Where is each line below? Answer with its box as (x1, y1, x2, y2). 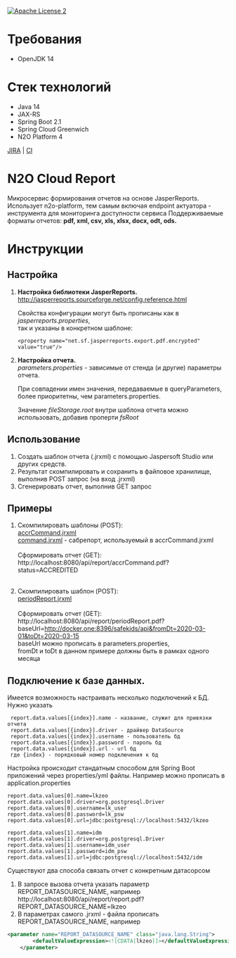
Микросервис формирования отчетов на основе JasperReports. (7, 194, 199, 202)
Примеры (7, 503, 53, 515)
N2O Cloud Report (7, 171, 116, 187)
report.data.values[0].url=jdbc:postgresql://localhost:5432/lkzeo (7, 817, 209, 824)
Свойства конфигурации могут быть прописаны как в (17, 308, 179, 317)
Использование (7, 434, 81, 446)
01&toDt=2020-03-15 (17, 632, 79, 641)
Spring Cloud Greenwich (17, 125, 89, 133)
